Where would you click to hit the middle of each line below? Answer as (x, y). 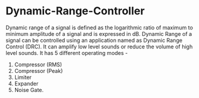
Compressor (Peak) (38, 71)
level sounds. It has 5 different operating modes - (67, 53)
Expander (26, 83)
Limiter (23, 77)
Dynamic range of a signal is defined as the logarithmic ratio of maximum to (99, 27)
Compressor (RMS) (38, 65)
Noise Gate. (29, 90)
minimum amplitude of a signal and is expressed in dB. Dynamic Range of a (99, 33)
